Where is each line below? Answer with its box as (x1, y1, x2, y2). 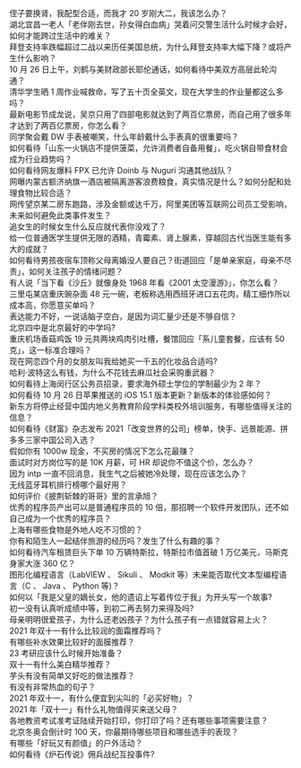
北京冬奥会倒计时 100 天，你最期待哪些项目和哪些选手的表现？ (9, 727, 239, 737)
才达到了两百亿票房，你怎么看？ (9, 120, 127, 130)
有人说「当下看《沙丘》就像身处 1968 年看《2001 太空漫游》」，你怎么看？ (9, 278, 279, 287)
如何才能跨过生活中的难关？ (9, 31, 112, 40)
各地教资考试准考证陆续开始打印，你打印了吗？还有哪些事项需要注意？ (9, 715, 269, 726)
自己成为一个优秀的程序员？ (9, 513, 112, 524)
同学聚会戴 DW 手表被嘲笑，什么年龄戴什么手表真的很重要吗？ (9, 131, 239, 142)
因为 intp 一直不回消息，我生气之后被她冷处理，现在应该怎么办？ (9, 468, 248, 479)
